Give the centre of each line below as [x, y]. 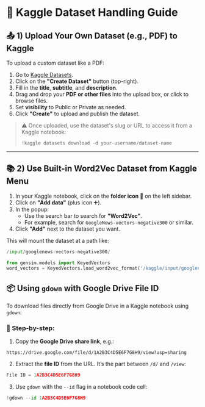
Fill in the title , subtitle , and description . [66, 88]
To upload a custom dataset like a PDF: [56, 63]
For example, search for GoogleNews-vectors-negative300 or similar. [109, 222]
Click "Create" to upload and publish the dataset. [77, 113]
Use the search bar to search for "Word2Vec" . [83, 215]
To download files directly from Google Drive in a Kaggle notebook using [98, 306]
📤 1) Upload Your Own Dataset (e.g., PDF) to [92, 36]
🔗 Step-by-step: [31, 328]
